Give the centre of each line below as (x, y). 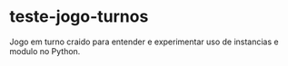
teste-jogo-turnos (79, 17)
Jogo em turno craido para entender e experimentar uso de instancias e (144, 42)
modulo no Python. (45, 51)
